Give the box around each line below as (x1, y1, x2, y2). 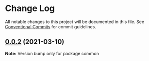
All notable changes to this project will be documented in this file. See (5, 19, 145, 24)
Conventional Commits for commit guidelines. (5, 24, 96, 29)
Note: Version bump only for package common (5, 50, 99, 56)
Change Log (5, 3, 55, 14)
